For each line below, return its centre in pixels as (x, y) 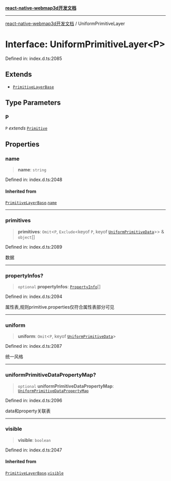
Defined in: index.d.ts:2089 (34, 247)
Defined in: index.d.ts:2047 (34, 450)
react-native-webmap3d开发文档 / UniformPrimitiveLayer (65, 23)
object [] (26, 237)
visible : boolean (34, 440)
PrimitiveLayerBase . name (31, 202)
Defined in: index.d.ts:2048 (34, 179)
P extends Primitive (26, 128)
